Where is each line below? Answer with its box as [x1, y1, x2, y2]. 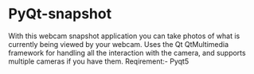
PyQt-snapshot [8, 5, 112, 23]
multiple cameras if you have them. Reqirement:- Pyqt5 [8, 56, 190, 66]
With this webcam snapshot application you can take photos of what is [8, 31, 240, 41]
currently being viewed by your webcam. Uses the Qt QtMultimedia [8, 39, 229, 49]
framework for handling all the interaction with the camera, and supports [8, 48, 246, 57]
